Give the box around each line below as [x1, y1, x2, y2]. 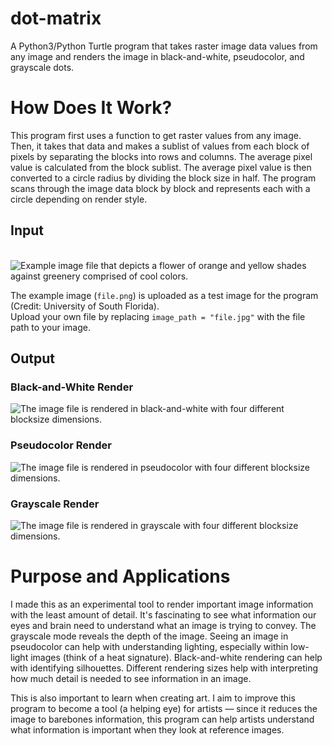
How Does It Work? [10, 97, 173, 119]
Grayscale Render [10, 497, 100, 511]
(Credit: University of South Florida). [10, 300, 160, 312]
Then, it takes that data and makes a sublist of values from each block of [10, 140, 310, 152]
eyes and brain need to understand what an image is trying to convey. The [10, 619, 317, 631]
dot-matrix [10, 7, 102, 30]
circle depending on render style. [10, 193, 148, 205]
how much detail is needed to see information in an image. [10, 672, 252, 684]
